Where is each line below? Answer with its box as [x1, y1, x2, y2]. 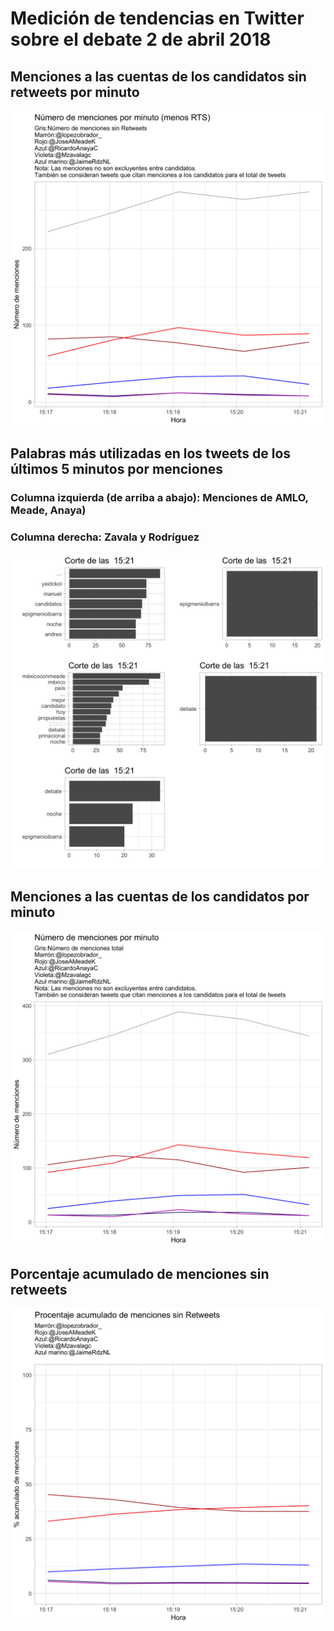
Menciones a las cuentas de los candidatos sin [10, 68, 307, 85]
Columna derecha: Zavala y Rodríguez [10, 530, 200, 544]
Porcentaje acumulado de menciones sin [10, 1265, 270, 1282]
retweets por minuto [10, 83, 140, 101]
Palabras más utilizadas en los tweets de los [10, 445, 292, 462]
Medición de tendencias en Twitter [10, 7, 305, 30]
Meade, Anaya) [10, 503, 87, 517]
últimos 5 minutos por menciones [10, 461, 224, 478]
